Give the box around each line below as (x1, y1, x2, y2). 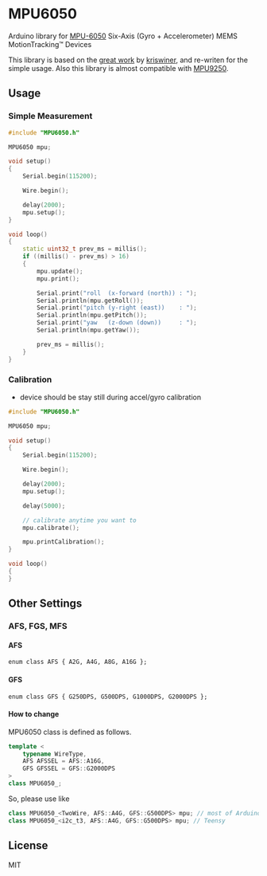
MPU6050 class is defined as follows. (8, 727, 132, 737)
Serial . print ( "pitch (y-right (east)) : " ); (37, 304, 197, 312)
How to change (8, 709, 60, 719)
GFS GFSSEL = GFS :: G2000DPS (22, 764, 115, 773)
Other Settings (8, 597, 83, 611)
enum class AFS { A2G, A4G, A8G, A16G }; (8, 658, 148, 666)
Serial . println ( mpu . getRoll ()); (37, 297, 145, 304)
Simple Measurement (8, 111, 93, 122)
